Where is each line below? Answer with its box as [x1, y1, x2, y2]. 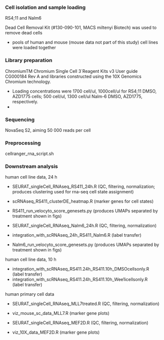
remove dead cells [5, 30, 43, 36]
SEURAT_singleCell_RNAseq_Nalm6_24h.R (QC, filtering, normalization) [12, 223, 157, 229]
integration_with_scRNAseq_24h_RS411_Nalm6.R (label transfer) [12, 232, 141, 238]
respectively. [12, 98, 38, 104]
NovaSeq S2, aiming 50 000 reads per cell [5, 127, 91, 133]
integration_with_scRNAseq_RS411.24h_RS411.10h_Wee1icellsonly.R [12, 277, 148, 282]
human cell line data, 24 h [5, 174, 57, 180]
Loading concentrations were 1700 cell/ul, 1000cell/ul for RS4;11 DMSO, [12, 88, 157, 94]
